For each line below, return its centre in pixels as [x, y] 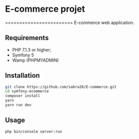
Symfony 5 [23, 55]
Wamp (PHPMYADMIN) [35, 60]
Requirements [27, 38]
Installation [22, 76]
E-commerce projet [45, 9]
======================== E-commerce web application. [70, 23]
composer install [23, 96]
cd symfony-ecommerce [27, 92]
